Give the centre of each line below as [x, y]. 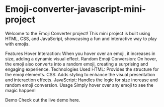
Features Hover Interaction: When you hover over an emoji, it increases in [80, 53]
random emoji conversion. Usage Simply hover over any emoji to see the [80, 85]
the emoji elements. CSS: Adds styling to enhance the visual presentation [80, 74]
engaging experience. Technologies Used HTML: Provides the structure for [82, 69]
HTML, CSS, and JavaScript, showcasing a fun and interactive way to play [81, 39]
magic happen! [20, 90]
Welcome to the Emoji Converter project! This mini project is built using [78, 33]
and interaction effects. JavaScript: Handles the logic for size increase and [82, 80]
